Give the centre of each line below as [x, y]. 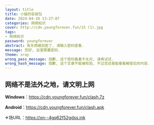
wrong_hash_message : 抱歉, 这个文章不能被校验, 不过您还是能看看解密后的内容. [77, 63]
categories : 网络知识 [26, 23]
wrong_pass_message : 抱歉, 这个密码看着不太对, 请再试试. [60, 59]
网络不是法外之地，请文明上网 [50, 85]
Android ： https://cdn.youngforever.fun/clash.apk [55, 107]
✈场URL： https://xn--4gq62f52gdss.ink [45, 117]
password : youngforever [29, 41]
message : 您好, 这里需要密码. [33, 50]
